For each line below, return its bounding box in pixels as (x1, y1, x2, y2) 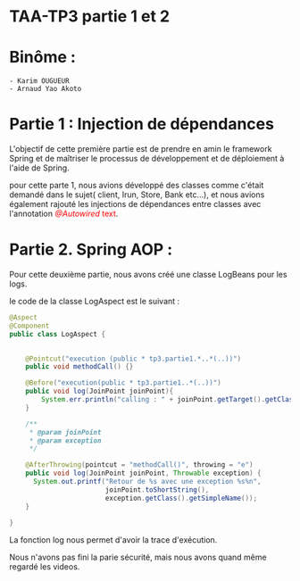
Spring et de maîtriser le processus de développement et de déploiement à (9, 154, 285, 164)
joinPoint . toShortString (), (104, 485, 210, 494)
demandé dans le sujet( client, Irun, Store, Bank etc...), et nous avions (9, 189, 265, 200)
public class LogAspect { (9, 329, 105, 338)
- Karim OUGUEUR (9, 77, 70, 86)
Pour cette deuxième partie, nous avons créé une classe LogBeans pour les (9, 270, 287, 279)
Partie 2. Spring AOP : (9, 239, 173, 260)
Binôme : (9, 47, 76, 68)
